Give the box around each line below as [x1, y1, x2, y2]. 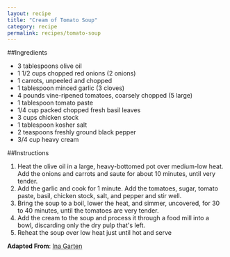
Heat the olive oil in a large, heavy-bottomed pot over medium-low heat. [17, 162, 224, 170]
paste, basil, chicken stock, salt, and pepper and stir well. [17, 192, 182, 200]
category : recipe [7, 23, 58, 30]
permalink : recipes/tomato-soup [7, 29, 101, 37]
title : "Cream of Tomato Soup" [7, 17, 98, 24]
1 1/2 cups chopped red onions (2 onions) [17, 69, 136, 78]
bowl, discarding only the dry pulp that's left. [17, 221, 146, 229]
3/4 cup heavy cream [17, 136, 79, 144]
